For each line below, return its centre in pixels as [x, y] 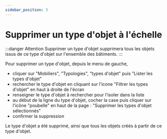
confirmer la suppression [38, 116]
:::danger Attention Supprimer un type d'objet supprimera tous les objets [80, 49]
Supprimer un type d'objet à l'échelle [84, 34]
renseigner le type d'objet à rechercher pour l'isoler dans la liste [78, 95]
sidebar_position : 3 [27, 10]
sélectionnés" [26, 110]
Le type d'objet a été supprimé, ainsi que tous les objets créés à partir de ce [83, 125]
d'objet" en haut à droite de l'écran [48, 89]
